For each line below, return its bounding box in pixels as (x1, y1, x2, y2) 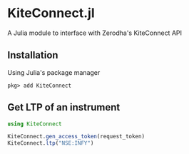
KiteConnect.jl (7, 5, 95, 21)
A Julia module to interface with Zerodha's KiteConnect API (7, 29, 183, 37)
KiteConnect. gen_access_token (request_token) (7, 133, 145, 140)
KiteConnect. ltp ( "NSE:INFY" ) (7, 140, 94, 147)
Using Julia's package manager (7, 68, 101, 76)
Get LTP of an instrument (7, 101, 121, 113)
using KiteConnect (7, 120, 62, 128)
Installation (7, 49, 58, 61)
